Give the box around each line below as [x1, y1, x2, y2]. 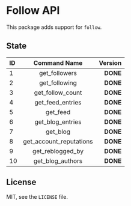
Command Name [33, 58, 83, 67]
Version [99, 58, 122, 67]
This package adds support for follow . [6, 23, 102, 31]
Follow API [6, 4, 60, 17]
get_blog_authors [33, 157, 83, 165]
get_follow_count [34, 88, 82, 97]
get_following [38, 79, 77, 87]
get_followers [38, 68, 77, 77]
